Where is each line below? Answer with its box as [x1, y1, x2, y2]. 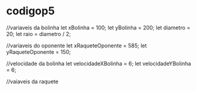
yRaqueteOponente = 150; [6, 48, 71, 55]
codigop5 [6, 4, 55, 18]
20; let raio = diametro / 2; [6, 30, 71, 37]
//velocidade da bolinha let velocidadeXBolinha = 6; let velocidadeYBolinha [6, 60, 191, 67]
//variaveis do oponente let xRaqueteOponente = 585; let [6, 42, 147, 49]
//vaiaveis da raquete [6, 78, 59, 85]
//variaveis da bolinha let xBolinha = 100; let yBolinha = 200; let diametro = [6, 24, 191, 31]
